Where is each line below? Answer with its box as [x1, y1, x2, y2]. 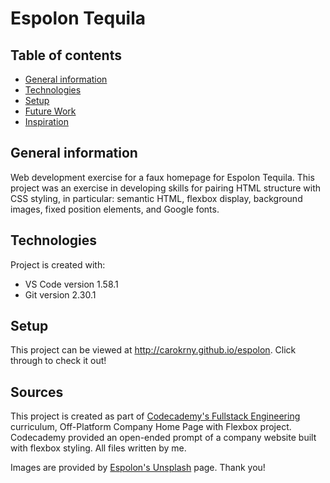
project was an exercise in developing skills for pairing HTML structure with [10, 182, 322, 194]
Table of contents [10, 47, 122, 64]
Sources [10, 383, 64, 401]
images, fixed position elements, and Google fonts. [10, 203, 220, 215]
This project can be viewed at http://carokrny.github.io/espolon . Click [10, 344, 297, 356]
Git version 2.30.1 [24, 288, 97, 301]
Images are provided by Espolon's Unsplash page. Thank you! [10, 462, 266, 474]
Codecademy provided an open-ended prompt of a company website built [10, 432, 317, 444]
